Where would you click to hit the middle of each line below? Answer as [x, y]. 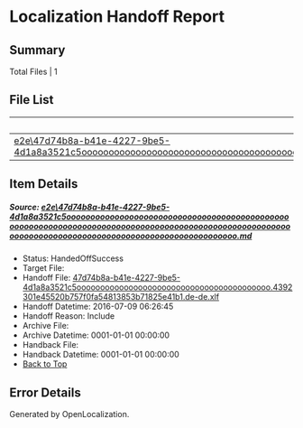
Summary [37, 50]
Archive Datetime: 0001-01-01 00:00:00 [96, 335]
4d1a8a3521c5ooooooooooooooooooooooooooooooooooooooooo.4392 [157, 287]
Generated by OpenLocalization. [69, 414]
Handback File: [50, 345]
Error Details [45, 392]
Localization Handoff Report [117, 17]
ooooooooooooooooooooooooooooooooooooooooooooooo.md [131, 236]
